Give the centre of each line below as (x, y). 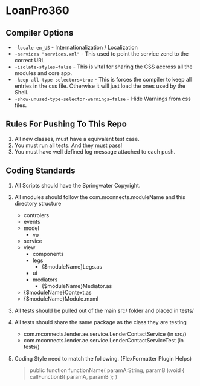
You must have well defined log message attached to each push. (95, 151)
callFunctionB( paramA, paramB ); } (73, 376)
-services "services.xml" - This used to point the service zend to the (101, 54)
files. (21, 105)
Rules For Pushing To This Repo (66, 124)
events (32, 221)
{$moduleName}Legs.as (72, 266)
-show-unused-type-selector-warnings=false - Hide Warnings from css (102, 99)
